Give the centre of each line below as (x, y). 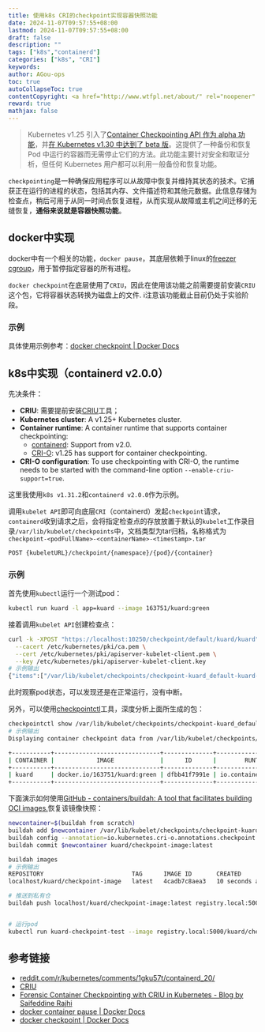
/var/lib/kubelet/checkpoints (65, 531)
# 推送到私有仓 (30, 896)
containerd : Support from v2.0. (82, 444)
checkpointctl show (40, 724)
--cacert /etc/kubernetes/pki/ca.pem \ (81, 646)
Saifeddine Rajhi (46, 1003)
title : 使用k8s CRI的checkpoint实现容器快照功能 (83, 15)
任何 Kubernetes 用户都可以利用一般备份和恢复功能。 (135, 164)
